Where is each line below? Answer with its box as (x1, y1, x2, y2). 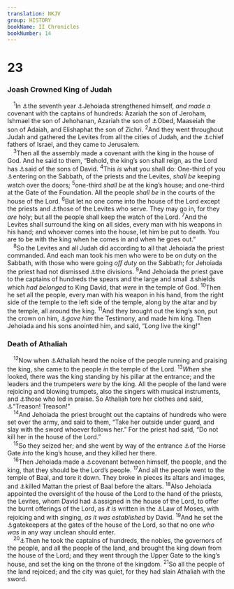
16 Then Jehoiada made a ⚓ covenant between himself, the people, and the (13, 456, 227, 466)
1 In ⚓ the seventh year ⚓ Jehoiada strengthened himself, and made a (13, 101, 211, 111)
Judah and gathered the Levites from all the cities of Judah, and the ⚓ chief (7, 133, 224, 141)
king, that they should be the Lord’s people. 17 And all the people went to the (7, 464, 225, 474)
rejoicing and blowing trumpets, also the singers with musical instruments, (7, 387, 221, 395)
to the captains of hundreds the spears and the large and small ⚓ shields (7, 274, 216, 283)
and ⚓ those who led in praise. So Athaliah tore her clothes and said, (7, 395, 204, 403)
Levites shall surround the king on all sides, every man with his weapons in (7, 220, 222, 229)
